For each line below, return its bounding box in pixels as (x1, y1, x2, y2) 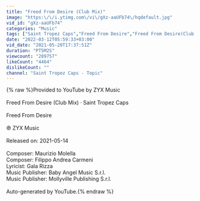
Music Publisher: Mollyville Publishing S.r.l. (6, 175, 112, 182)
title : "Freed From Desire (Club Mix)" (6, 8, 106, 15)
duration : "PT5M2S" (6, 48, 55, 54)
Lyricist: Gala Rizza (6, 163, 53, 170)
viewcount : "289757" (6, 53, 58, 59)
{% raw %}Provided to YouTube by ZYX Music (6, 86, 121, 93)
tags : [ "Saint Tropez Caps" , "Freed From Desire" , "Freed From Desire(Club (6, 31, 195, 37)
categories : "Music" (6, 25, 58, 32)
